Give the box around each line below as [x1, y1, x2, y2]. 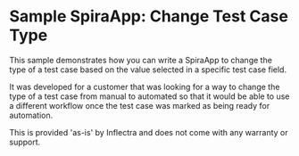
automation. [9, 110, 54, 120]
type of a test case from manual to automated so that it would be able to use [9, 91, 290, 102]
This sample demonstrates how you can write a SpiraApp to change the [9, 54, 272, 65]
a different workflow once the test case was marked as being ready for [9, 100, 270, 111]
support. [9, 136, 41, 147]
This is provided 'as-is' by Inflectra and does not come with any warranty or [9, 127, 288, 137]
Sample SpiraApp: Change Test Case [9, 6, 288, 27]
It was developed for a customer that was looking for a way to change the [9, 81, 280, 92]
